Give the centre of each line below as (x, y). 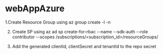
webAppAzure (35, 9)
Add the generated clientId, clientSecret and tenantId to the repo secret (84, 46)
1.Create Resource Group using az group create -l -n (58, 22)
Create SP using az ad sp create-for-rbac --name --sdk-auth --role (80, 31)
